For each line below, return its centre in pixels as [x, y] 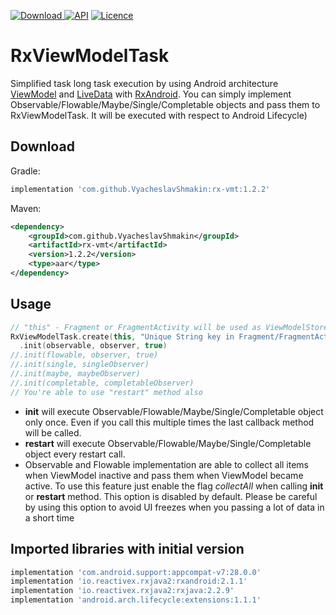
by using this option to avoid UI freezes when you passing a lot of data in [174, 507]
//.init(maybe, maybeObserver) [75, 374]
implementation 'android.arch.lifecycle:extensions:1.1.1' [136, 600]
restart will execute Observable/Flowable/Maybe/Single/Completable [168, 443]
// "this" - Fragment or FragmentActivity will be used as [136, 327]
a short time [49, 517]
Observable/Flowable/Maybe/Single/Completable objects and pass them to [165, 104]
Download [42, 146]
